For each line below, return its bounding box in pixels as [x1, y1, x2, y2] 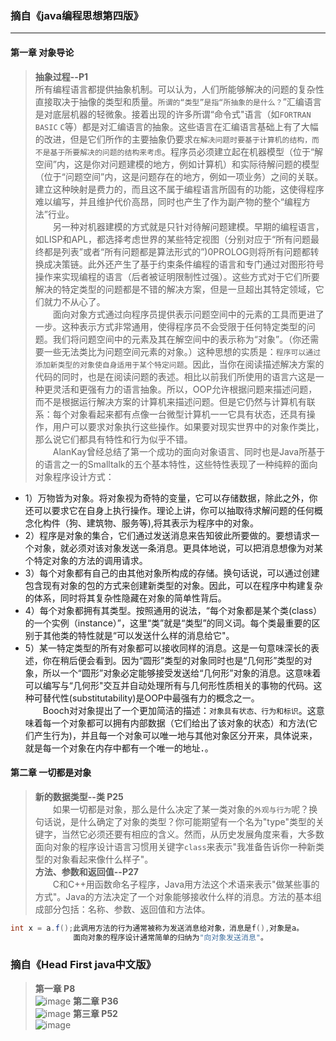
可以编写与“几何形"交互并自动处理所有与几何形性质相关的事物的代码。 [24, 679, 314, 691]
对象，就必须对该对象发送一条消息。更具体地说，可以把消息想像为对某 [33, 542, 323, 554]
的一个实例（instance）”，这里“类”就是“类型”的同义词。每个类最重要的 [24, 617, 312, 629]
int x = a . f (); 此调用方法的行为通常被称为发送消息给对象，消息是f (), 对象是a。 [10, 923, 305, 933]
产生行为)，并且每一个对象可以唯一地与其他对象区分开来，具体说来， [33, 729, 318, 741]
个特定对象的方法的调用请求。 [24, 554, 148, 566]
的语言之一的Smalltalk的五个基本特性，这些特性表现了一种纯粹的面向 [34, 458, 318, 470]
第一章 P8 [34, 982, 76, 994]
